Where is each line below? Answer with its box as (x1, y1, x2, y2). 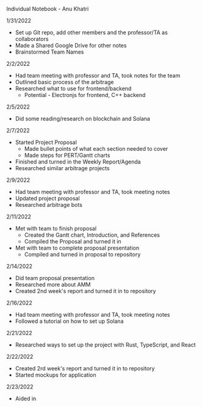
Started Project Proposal (15, 139, 78, 146)
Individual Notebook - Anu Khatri (6, 5, 89, 12)
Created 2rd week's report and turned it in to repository (15, 365, 155, 372)
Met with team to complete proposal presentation (15, 244, 139, 251)
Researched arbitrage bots (15, 201, 82, 208)
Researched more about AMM (15, 281, 91, 288)
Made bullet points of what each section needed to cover (24, 145, 168, 152)
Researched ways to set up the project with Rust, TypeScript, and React (15, 341, 196, 348)
